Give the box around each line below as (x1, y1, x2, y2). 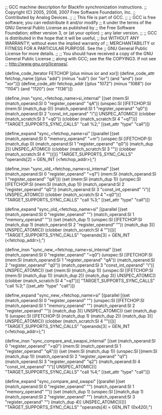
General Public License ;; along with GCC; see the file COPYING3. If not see (5, 56, 156, 61)
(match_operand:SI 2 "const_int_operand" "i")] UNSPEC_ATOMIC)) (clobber (5, 111, 156, 116)
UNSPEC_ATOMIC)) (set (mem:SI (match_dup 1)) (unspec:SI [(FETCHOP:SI (5, 268, 154, 273)
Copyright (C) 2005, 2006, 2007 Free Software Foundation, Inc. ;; (5, 9, 136, 15)
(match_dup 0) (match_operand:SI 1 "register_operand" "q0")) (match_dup (5, 141, 154, 146)
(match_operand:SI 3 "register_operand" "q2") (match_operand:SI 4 (5, 359, 141, 364)
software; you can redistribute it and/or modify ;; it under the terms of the (5, 19, 152, 25)
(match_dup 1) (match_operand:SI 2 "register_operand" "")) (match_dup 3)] (5, 222, 155, 228)
